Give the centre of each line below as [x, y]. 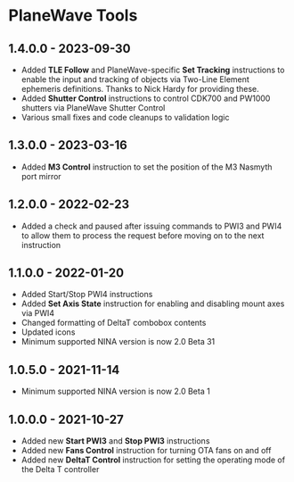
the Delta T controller [60, 470]
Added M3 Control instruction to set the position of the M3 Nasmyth [147, 167]
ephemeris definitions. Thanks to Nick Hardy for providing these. [140, 89]
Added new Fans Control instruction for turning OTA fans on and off [146, 451]
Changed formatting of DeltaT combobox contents [114, 323]
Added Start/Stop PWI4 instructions [87, 295]
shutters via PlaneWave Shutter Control [93, 108]
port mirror [41, 176]
